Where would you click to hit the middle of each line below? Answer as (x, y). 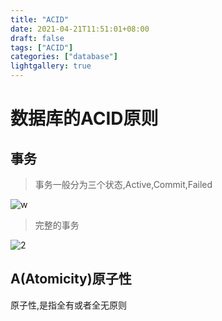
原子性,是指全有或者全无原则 (69, 305)
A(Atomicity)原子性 (71, 279)
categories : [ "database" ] (64, 57)
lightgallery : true (51, 66)
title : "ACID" (40, 19)
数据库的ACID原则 (84, 118)
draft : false (37, 38)
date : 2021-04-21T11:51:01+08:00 (80, 29)
